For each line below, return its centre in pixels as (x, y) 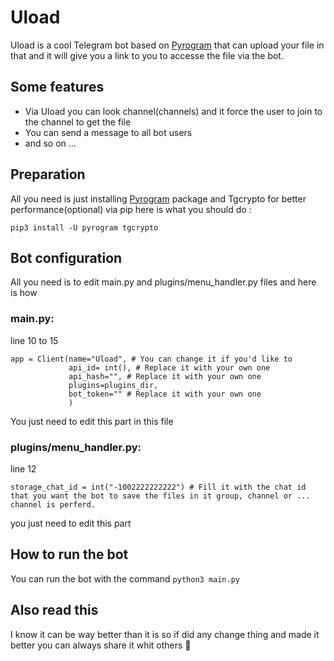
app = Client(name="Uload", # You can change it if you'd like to (151, 359)
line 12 (23, 468)
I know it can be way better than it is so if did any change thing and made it (165, 634)
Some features (57, 87)
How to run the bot (69, 554)
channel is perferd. (53, 504)
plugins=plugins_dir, (113, 385)
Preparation (48, 174)
